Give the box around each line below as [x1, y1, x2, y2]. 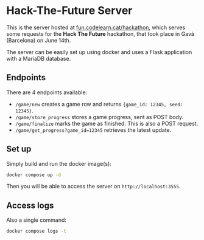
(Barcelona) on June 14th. [6, 36, 71, 44]
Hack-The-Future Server [6, 4, 133, 18]
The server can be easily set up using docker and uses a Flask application [6, 48, 192, 55]
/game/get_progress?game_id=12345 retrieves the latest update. [15, 126, 172, 134]
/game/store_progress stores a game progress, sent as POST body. [15, 113, 184, 120]
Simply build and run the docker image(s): [6, 160, 111, 167]
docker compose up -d [6, 171, 62, 178]
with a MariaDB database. [6, 55, 71, 62]
